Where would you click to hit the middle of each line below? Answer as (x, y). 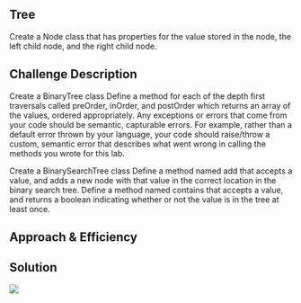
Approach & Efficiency (73, 237)
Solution (33, 267)
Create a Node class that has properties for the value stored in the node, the (150, 36)
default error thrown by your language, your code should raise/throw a (140, 134)
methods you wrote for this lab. (67, 153)
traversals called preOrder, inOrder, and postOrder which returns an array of (150, 105)
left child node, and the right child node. (83, 46)
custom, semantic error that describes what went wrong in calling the (138, 144)
